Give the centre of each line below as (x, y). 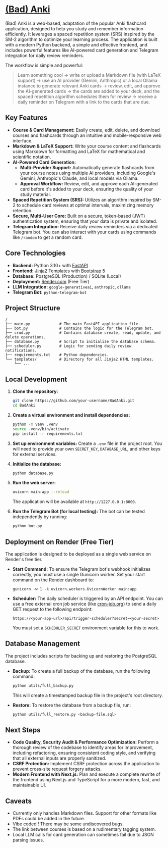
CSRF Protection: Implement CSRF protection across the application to (86, 764)
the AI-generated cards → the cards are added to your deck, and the (89, 91)
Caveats (18, 801)
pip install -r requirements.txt (48, 434)
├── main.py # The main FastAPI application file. (73, 324)
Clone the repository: (35, 391)
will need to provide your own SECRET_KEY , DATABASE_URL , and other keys (87, 448)
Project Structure (33, 308)
